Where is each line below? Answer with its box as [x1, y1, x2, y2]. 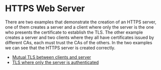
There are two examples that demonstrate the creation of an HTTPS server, [5, 19, 157, 25]
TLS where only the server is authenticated [12, 59, 99, 65]
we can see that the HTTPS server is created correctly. [5, 45, 116, 51]
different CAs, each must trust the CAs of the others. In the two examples [5, 39, 153, 45]
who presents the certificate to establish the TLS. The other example [5, 29, 143, 35]
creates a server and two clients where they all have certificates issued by [5, 35, 155, 40]
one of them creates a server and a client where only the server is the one [5, 24, 154, 30]
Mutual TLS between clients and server [12, 54, 91, 60]
